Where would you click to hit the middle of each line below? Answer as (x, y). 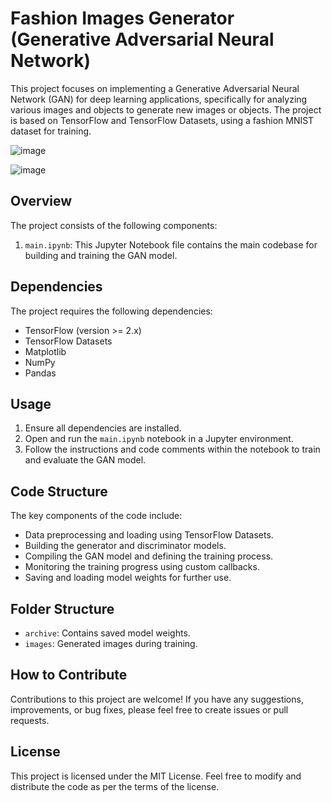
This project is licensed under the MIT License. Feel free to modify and (156, 776)
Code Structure (59, 491)
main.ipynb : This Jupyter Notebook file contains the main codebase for (171, 244)
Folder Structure (62, 608)
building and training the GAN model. (101, 255)
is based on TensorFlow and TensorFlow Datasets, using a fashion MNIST (162, 120)
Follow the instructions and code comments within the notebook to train (172, 449)
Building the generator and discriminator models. (125, 546)
